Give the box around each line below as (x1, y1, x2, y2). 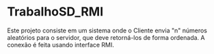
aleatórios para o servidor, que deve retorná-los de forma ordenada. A (7, 33, 205, 41)
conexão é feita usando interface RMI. (7, 40, 115, 49)
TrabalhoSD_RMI (7, 4, 104, 20)
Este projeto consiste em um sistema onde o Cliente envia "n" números (7, 26, 207, 34)
